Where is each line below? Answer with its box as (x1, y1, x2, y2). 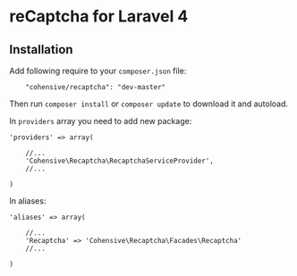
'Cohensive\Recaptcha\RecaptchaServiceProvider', (25, 156, 215, 165)
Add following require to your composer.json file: (9, 65, 187, 76)
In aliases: (9, 196, 47, 206)
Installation (9, 42, 73, 57)
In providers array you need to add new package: (9, 116, 192, 126)
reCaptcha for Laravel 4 (9, 6, 189, 27)
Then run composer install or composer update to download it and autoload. (9, 98, 289, 109)
